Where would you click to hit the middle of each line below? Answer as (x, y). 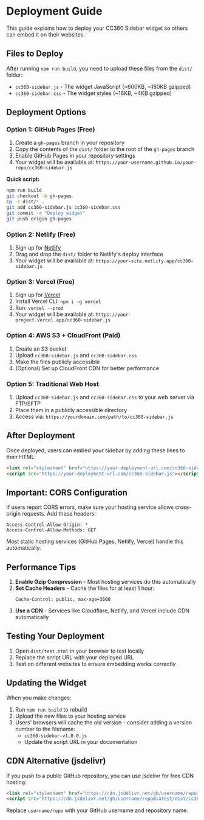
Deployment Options (46, 112)
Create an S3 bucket (41, 349)
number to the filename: (45, 729)
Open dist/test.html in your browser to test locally (80, 651)
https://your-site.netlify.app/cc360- (145, 261)
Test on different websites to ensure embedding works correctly (95, 664)
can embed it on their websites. (46, 34)
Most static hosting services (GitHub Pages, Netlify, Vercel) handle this (95, 541)
